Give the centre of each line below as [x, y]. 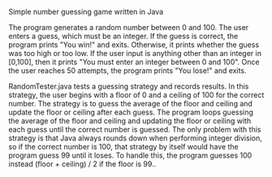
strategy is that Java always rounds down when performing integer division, [135, 138]
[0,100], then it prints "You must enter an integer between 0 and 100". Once [134, 62]
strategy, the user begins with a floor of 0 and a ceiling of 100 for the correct [136, 95]
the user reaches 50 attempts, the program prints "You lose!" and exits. [127, 71]
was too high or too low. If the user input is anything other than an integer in [135, 53]
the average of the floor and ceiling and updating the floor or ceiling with [130, 121]
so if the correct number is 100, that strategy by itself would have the [123, 147]
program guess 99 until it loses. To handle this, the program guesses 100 [130, 155]
